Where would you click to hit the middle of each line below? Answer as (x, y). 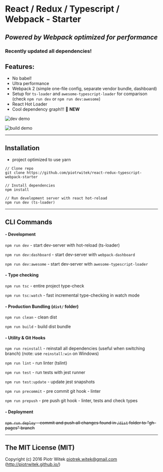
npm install (17, 190)
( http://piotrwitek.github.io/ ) (33, 464)
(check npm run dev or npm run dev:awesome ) (56, 99)
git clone (15, 173)
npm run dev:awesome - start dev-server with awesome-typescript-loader (77, 264)
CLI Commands (29, 222)
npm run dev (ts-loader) (30, 202)
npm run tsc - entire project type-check (45, 286)
